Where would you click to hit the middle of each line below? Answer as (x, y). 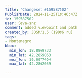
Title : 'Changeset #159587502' (37, 10)
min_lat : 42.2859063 (30, 55)
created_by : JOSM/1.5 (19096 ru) (39, 32)
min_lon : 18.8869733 (30, 50)
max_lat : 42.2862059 (30, 64)
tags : (10, 37)
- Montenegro (18, 41)
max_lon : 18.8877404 (30, 59)
